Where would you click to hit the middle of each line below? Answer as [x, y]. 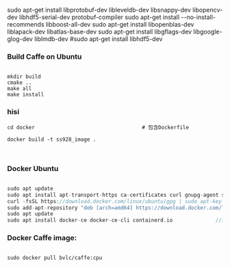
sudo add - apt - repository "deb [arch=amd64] [70, 208]
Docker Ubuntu [33, 168]
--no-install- [199, 17]
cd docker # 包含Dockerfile [98, 127]
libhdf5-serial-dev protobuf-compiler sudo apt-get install [100, 17]
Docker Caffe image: [42, 238]
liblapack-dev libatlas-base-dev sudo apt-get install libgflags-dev [100, 31]
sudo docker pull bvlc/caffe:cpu [55, 258]
